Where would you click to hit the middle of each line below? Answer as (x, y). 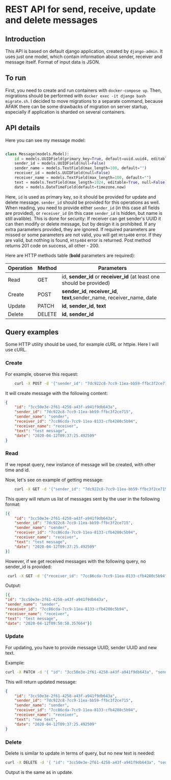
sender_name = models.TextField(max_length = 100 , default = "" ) (80, 168)
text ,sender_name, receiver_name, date (109, 297)
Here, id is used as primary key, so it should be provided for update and (81, 197)
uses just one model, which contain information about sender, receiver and (84, 57)
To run (16, 78)
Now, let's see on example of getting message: (54, 480)
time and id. (18, 470)
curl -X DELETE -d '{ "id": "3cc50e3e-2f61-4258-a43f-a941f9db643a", (81, 762)
